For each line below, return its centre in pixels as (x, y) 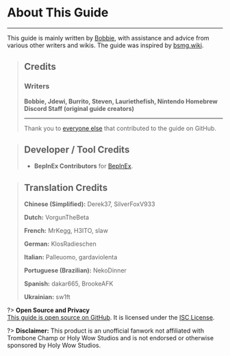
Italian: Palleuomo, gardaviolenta (71, 257)
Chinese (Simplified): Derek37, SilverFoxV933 (89, 204)
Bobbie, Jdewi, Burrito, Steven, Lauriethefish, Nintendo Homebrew (120, 101)
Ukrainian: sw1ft (47, 297)
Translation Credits (66, 187)
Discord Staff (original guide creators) (79, 108)
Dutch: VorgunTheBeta (56, 218)
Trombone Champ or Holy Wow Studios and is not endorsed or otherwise (111, 338)
